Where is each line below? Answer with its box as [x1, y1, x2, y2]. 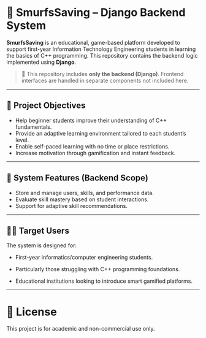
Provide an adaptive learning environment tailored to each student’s [15, 129, 186, 137]
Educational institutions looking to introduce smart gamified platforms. [15, 277, 193, 285]
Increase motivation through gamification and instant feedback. [15, 149, 176, 156]
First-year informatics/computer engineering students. [15, 254, 153, 261]
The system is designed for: [6, 242, 77, 249]
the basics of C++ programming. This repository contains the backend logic [6, 52, 198, 59]
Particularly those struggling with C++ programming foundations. [15, 266, 180, 273]
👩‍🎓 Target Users [6, 225, 69, 236]
